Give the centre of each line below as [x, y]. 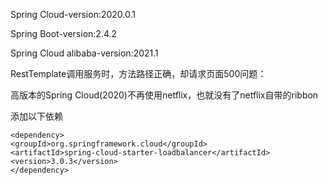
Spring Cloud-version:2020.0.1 [73, 14]
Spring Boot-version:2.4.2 [64, 33]
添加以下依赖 [36, 116]
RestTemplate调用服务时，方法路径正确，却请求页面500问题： [138, 73]
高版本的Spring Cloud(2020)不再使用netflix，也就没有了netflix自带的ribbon [164, 95]
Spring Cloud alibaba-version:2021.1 [84, 53]
